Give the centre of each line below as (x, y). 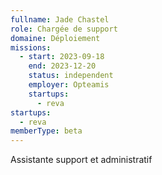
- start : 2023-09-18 (62, 57)
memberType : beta (46, 131)
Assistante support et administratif (81, 160)
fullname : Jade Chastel (60, 19)
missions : (31, 47)
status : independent (71, 76)
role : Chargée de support (64, 29)
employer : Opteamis (69, 85)
